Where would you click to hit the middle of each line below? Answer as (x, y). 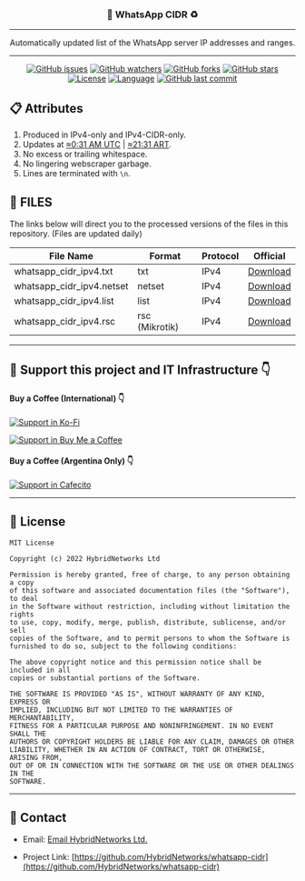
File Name (71, 255)
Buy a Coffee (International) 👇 (67, 398)
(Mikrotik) (158, 326)
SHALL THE (28, 734)
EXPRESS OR (30, 702)
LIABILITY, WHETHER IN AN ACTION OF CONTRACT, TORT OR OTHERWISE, (138, 749)
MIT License (32, 543)
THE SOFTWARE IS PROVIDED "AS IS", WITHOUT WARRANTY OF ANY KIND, (138, 694)
